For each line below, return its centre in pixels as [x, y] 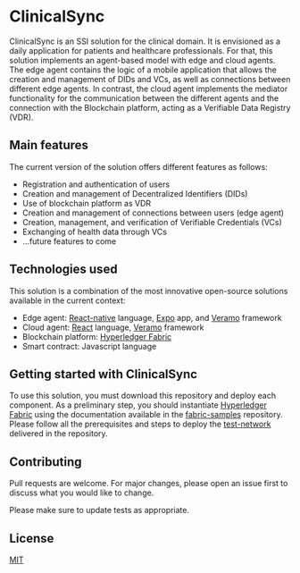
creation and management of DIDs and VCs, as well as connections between [150, 79]
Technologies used [63, 270]
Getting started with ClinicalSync [104, 374]
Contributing [46, 462]
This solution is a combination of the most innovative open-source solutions [149, 291]
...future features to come [69, 241]
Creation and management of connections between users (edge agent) [153, 213]
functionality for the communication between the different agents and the [144, 98]
